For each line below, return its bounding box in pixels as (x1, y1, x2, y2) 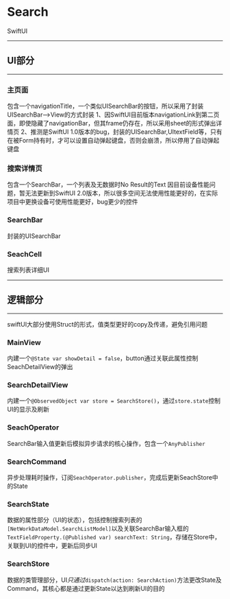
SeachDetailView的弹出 (7, 363, 73, 371)
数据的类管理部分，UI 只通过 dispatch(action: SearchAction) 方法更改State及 (7, 576, 222, 584)
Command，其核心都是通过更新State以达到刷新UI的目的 (7, 584, 166, 592)
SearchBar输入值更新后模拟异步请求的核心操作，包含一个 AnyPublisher (7, 439, 205, 447)
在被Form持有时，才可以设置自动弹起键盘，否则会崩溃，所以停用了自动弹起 (7, 137, 220, 145)
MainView (7, 338, 41, 347)
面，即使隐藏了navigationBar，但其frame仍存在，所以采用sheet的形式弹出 (7, 119, 216, 128)
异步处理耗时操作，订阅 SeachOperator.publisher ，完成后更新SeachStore (7, 473, 213, 481)
